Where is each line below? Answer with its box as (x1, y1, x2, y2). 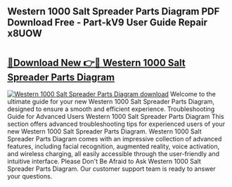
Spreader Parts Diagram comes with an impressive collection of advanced (7, 135, 222, 143)
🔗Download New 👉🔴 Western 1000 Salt (7, 56, 186, 69)
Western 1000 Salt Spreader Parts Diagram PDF (7, 6, 220, 18)
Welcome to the (169, 90, 216, 98)
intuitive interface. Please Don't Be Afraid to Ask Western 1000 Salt (7, 157, 202, 165)
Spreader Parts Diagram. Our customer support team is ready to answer (7, 165, 216, 173)
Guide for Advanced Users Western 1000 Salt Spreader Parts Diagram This (7, 112, 224, 120)
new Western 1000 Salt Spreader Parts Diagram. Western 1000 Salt (7, 127, 202, 136)
